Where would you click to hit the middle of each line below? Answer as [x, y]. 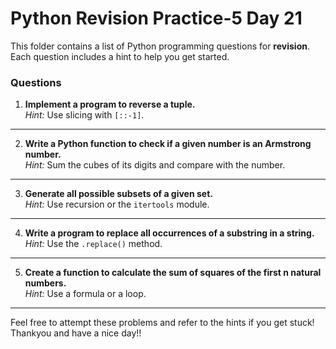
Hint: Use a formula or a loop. [85, 294]
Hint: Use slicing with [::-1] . [84, 115]
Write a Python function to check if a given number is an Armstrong [168, 144]
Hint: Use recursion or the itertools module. [117, 204]
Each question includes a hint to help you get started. [120, 56]
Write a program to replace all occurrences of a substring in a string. [169, 233]
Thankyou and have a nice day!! [76, 333]
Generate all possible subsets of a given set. [118, 194]
